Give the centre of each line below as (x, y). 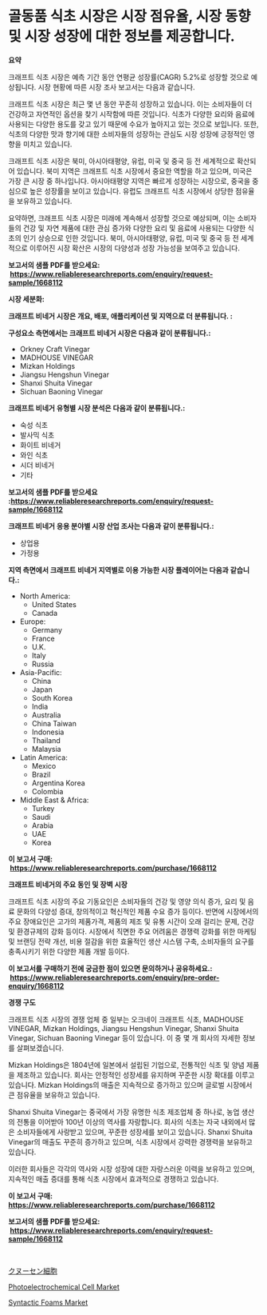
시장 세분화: (27, 299)
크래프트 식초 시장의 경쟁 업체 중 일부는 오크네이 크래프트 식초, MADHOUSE (126, 1019)
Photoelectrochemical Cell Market (64, 1287)
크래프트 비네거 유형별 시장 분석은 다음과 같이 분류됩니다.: (97, 408)
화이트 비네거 (40, 445)
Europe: (33, 622)
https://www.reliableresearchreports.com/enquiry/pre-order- (115, 977)
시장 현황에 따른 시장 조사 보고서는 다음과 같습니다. (116, 87)
